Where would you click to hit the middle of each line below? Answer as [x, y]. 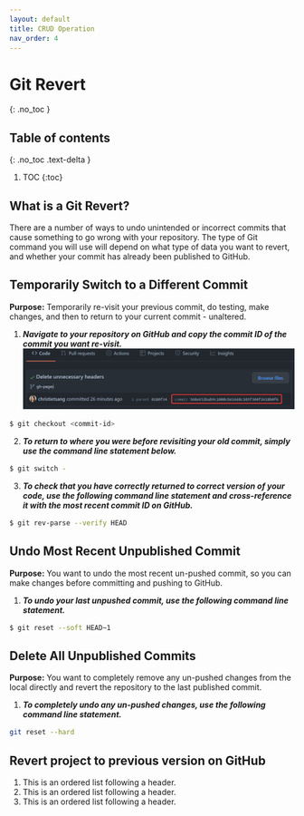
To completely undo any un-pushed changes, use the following [144, 705]
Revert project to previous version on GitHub [138, 760]
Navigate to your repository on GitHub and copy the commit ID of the [155, 334]
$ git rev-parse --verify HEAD [68, 523]
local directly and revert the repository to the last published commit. [136, 687]
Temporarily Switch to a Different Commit [129, 285]
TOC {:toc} [43, 178]
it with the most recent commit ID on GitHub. [108, 505]
